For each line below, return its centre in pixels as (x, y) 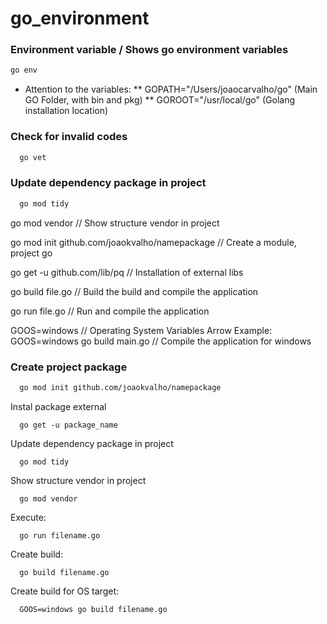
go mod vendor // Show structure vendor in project (115, 223)
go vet (33, 157)
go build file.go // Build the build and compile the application (134, 291)
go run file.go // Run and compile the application (110, 311)
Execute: (28, 517)
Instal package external (58, 406)
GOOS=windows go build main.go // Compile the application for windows (161, 341)
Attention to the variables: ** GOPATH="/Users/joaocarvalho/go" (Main (171, 89)
